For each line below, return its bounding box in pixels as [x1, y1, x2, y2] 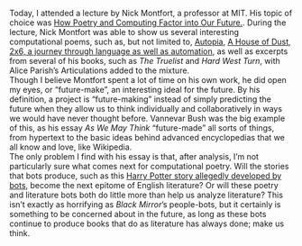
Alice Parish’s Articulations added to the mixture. [9, 65, 190, 76]
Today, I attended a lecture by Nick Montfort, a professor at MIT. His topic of [9, 8, 293, 18]
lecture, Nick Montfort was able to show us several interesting [9, 27, 240, 37]
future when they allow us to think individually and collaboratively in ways [9, 104, 282, 114]
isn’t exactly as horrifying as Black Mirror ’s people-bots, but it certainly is [9, 199, 281, 210]
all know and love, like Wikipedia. [9, 141, 133, 152]
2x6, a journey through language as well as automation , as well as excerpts [9, 46, 288, 57]
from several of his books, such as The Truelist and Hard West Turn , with [9, 56, 281, 66]
